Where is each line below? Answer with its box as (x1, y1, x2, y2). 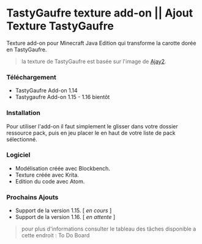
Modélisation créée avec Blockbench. (15, 165, 110, 172)
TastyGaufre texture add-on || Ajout (6, 6, 193, 20)
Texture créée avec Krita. (15, 171, 80, 179)
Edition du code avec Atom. (15, 177, 85, 185)
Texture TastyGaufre (6, 19, 114, 33)
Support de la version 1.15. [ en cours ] (15, 207, 112, 214)
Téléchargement (6, 73, 57, 81)
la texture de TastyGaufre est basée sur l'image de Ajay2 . (21, 57, 166, 65)
